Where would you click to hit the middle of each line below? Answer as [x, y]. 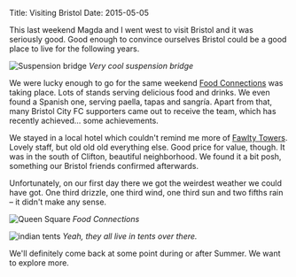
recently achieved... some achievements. [84, 120]
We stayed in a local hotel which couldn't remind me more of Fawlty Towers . [148, 138]
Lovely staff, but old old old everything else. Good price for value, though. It [147, 147]
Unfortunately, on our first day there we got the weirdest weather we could [145, 183]
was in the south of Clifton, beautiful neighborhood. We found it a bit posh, [145, 157]
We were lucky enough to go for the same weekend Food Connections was [146, 83]
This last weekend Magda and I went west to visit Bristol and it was [132, 30]
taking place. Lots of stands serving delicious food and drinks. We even [140, 92]
